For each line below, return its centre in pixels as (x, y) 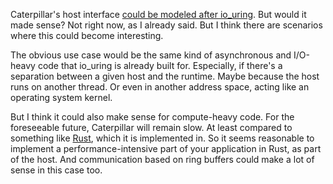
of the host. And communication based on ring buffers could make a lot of (162, 159)
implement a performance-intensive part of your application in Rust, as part (166, 148)
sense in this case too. (56, 170)
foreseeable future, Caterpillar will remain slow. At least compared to (151, 127)
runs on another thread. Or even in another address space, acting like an (160, 87)
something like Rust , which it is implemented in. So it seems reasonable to (162, 138)
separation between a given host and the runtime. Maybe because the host (165, 76)
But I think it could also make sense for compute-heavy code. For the (152, 117)
